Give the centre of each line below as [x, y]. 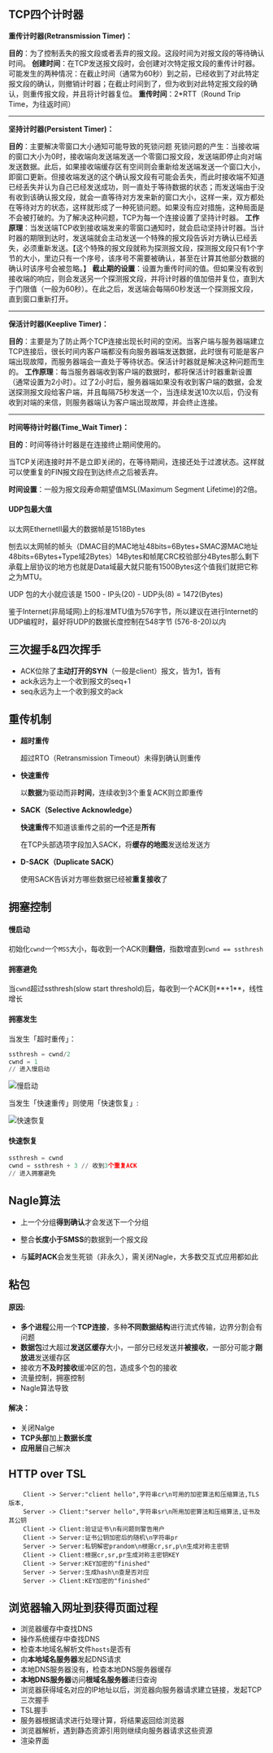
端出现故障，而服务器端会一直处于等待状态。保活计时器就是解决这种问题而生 [136, 362]
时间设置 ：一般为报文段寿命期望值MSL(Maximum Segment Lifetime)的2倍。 [135, 489]
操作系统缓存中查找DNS [60, 1639]
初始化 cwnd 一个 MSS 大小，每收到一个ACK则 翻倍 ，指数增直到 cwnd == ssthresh [136, 949]
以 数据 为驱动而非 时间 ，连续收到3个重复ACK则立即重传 [112, 792]
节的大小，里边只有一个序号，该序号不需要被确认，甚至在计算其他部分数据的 [136, 258]
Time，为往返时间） [42, 103]
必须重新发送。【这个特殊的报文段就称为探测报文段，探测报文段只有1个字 [143, 248]
